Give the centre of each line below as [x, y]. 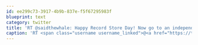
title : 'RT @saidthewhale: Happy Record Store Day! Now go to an [88, 28]
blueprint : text [26, 17]
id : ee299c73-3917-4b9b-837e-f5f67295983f [59, 11]
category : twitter [29, 22]
